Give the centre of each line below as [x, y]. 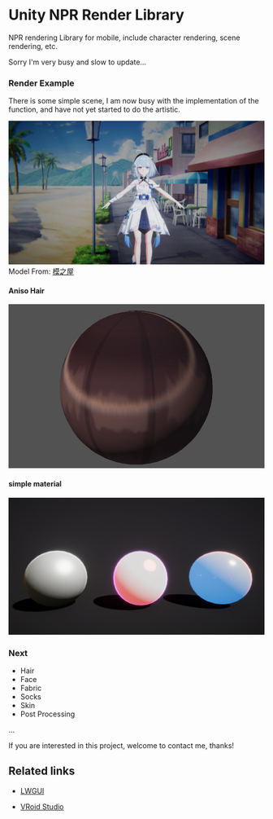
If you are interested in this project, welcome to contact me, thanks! [121, 745]
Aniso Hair [26, 290]
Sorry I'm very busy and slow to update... [78, 62]
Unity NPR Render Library [96, 15]
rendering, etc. [33, 46]
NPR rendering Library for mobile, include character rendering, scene [124, 37]
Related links [42, 771]
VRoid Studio [42, 806]
